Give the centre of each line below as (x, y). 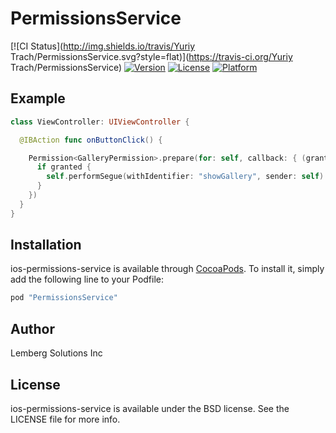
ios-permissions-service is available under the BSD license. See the (150, 408)
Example (38, 98)
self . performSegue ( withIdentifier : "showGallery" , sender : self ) (185, 177)
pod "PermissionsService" (64, 298)
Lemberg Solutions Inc (56, 353)
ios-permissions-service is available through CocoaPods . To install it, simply (167, 269)
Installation (46, 245)
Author (32, 328)
